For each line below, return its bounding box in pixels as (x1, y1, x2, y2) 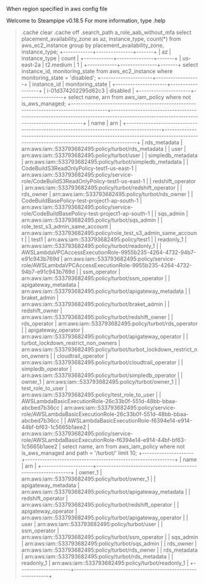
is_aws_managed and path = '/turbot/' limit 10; (21, 449, 138, 456)
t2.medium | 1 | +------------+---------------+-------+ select (45, 61, 198, 68)
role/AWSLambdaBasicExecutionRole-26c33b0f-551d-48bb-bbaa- (21, 410, 189, 418)
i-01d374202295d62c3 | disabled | (46, 87, 135, 94)
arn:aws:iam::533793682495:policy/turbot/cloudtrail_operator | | (21, 359, 184, 366)
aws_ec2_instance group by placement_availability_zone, (21, 42, 164, 49)
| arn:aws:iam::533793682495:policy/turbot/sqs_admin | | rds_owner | (21, 540, 197, 547)
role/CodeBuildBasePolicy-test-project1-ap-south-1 (21, 210, 150, 217)
